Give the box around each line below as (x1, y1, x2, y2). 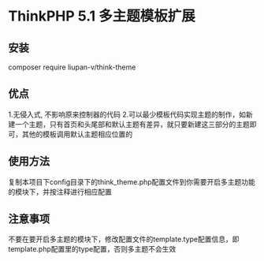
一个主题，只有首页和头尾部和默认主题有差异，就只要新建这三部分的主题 (14, 119, 250, 129)
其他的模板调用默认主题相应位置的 (21, 129, 132, 139)
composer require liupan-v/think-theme (8, 62, 136, 72)
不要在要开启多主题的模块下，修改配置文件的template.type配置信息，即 (8, 234, 240, 244)
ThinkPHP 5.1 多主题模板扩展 (8, 7, 195, 25)
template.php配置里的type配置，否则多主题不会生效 (8, 244, 177, 254)
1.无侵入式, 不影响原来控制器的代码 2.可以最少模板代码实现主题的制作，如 (8, 110, 247, 119)
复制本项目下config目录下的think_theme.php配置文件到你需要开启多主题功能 (8, 177, 256, 186)
